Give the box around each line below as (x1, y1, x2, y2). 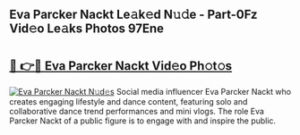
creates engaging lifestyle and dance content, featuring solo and (9, 97, 248, 106)
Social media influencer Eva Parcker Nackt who (116, 87, 292, 97)
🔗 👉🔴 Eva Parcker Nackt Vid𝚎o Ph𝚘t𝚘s (9, 58, 233, 73)
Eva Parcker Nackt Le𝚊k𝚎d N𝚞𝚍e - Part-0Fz (9, 7, 258, 22)
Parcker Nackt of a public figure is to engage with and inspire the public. (9, 115, 276, 126)
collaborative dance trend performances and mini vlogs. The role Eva (9, 106, 264, 116)
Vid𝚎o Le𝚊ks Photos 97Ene (9, 21, 164, 37)
